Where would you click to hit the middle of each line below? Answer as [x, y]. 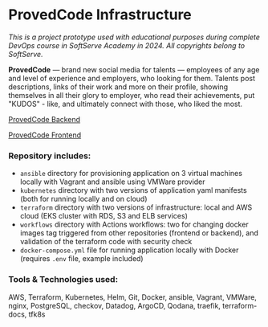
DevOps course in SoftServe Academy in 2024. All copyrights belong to [127, 45]
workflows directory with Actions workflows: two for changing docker [134, 225]
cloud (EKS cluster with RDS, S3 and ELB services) [104, 216]
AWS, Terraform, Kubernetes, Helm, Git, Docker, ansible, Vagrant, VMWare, [132, 297]
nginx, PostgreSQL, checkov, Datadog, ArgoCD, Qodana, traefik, [114, 305]
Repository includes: [50, 156]
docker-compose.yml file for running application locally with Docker [129, 250]
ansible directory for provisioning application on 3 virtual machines [131, 174]
